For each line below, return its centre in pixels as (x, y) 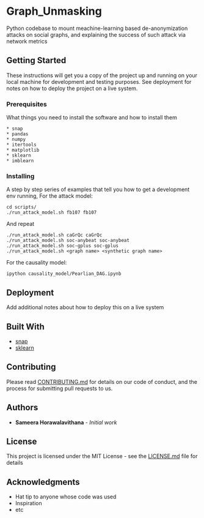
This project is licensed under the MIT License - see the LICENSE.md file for (102, 456)
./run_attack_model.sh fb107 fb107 (52, 212)
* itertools (21, 145)
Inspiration (28, 503)
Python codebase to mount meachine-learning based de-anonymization (97, 28)
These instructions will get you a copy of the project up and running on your (102, 75)
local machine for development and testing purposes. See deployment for (99, 81)
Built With (25, 327)
